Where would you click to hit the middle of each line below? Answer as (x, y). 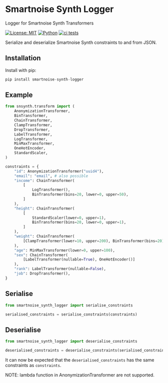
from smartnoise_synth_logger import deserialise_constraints (71, 341)
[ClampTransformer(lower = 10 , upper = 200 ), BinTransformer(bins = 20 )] (95, 241)
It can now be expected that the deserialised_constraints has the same (80, 360)
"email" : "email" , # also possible (51, 176)
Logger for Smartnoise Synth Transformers (49, 23)
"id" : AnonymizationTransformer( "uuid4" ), (59, 171)
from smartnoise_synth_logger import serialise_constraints (69, 305)
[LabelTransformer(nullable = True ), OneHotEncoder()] (79, 259)
